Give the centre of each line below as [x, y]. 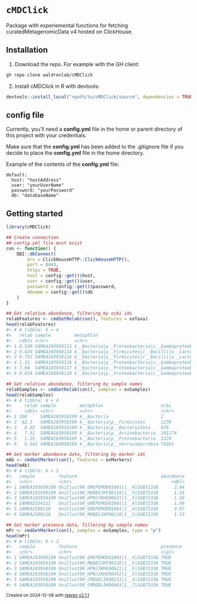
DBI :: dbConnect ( [37, 254]
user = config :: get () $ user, [61, 281]
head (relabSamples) [30, 395]
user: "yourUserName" [38, 185]
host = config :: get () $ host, [61, 276]
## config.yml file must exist [44, 243]
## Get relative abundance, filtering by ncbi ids [69, 313]
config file [25, 115]
